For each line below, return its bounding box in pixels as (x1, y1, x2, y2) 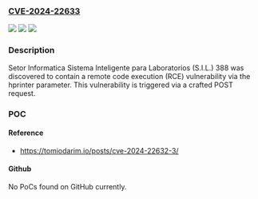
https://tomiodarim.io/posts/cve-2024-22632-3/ (19, 145, 179, 155)
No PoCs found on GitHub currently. (8, 181, 127, 191)
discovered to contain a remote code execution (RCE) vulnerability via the (8, 71, 251, 81)
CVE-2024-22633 (8, 6, 81, 17)
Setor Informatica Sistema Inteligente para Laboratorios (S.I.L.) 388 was (8, 62, 244, 73)
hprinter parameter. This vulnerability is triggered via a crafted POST (8, 80, 233, 90)
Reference (8, 128, 44, 137)
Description (8, 45, 55, 56)
